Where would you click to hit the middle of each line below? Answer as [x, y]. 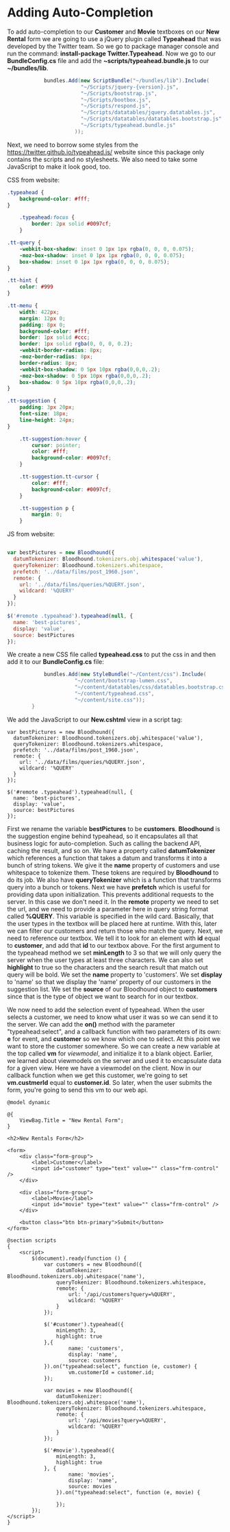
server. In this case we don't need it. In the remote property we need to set [113, 901]
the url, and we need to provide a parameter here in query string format [108, 909]
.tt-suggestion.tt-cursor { [59, 477]
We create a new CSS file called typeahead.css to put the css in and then [112, 655]
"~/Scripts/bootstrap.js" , [119, 93]
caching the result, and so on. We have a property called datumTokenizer [111, 850]
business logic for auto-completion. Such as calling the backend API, [104, 843]
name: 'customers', [96, 1348]
